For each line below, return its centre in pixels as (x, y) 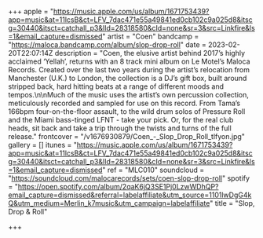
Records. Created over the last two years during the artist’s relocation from (129, 70)
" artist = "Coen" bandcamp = (150, 36)
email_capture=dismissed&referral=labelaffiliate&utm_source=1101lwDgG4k (130, 195)
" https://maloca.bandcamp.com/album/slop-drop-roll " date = (107, 45)
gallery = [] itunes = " (42, 145)
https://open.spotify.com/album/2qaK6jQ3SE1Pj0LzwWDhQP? (118, 187)
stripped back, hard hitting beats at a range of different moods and (116, 86)
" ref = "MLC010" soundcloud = (153, 170)
